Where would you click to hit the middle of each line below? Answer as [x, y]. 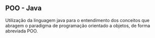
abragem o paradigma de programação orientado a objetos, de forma [78, 25]
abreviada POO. [22, 31]
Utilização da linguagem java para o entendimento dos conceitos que [77, 20]
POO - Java [24, 8]
